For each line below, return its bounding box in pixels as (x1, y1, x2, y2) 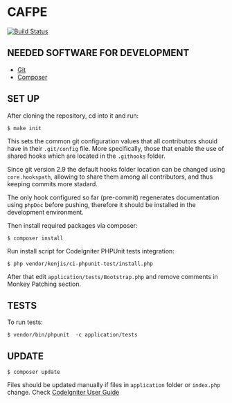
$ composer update (7, 368, 60, 376)
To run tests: (7, 318, 43, 326)
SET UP (7, 93, 40, 105)
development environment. (7, 208, 84, 216)
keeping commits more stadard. (7, 179, 98, 188)
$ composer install (7, 235, 64, 242)
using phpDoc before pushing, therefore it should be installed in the (7, 200, 196, 208)
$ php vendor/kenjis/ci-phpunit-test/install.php (7, 260, 154, 267)
